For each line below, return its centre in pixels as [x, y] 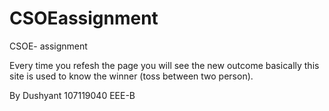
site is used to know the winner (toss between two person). [131, 76]
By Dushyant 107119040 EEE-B [72, 95]
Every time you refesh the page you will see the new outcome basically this [164, 65]
